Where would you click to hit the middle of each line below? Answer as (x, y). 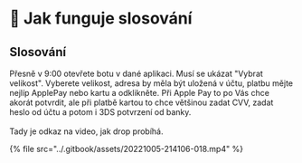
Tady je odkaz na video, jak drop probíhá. (86, 131)
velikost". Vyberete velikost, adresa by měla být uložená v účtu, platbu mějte (151, 83)
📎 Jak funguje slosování (101, 19)
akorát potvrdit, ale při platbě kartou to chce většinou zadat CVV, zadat (142, 102)
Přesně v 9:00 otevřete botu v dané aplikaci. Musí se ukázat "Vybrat (137, 73)
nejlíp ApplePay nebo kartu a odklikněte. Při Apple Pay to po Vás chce (139, 93)
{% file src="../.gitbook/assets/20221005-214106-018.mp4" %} (127, 149)
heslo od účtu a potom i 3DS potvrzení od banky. (100, 112)
